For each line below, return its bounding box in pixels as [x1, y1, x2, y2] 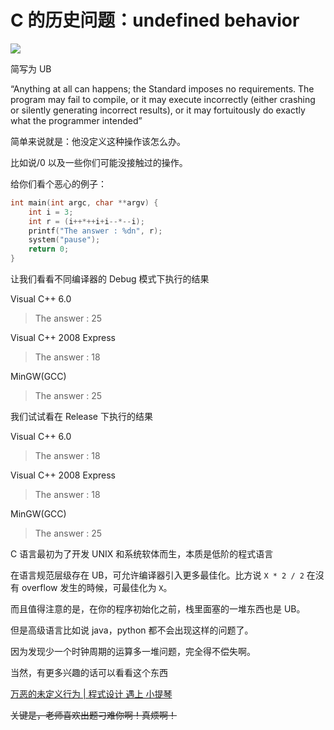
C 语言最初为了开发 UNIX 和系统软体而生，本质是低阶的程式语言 [10, 548, 274, 560]
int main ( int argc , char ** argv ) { [10, 197, 159, 208]
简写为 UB [10, 62, 52, 75]
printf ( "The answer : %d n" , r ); [28, 226, 163, 236]
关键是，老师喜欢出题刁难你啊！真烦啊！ [10, 709, 177, 721]
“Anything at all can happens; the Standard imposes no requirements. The [10, 82, 315, 95]
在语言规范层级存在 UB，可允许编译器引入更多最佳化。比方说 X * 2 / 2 [10, 569, 305, 581]
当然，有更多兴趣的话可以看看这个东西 [10, 667, 168, 679]
